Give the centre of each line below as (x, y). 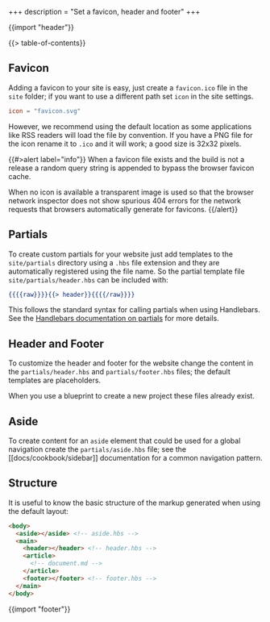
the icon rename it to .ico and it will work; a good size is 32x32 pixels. (125, 144)
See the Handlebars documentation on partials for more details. (114, 319)
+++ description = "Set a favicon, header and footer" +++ (104, 12)
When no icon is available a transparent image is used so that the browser (131, 192)
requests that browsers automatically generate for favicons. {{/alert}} (123, 209)
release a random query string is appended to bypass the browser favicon (131, 168)
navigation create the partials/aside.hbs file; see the (98, 449)
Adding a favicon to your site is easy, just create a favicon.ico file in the (128, 87)
